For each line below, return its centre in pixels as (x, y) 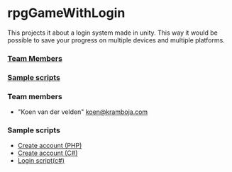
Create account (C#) (48, 153)
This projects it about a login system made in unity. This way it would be (112, 33)
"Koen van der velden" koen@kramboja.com (83, 112)
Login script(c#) (41, 161)
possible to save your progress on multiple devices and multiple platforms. (116, 40)
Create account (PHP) (50, 146)
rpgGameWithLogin (66, 13)
